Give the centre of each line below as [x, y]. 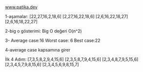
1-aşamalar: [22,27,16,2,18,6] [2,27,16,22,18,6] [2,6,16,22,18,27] [67, 16]
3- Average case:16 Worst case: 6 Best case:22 [53, 40]
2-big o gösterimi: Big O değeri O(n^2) [43, 31]
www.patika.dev [21, 7]
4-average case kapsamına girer [38, 50]
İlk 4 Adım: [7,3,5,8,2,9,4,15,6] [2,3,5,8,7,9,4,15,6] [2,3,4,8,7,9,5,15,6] [72, 59]
